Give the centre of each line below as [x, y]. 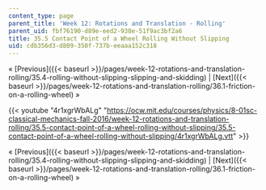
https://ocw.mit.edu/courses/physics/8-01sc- [182, 111]
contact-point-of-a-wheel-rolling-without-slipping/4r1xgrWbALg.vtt [121, 136]
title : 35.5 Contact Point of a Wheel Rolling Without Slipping [119, 38]
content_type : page [41, 16]
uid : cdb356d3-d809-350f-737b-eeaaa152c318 [83, 46]
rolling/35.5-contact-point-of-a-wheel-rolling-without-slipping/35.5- [122, 128]
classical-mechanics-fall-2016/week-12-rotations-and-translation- [119, 119]
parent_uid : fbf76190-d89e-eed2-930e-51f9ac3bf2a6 [95, 31]
